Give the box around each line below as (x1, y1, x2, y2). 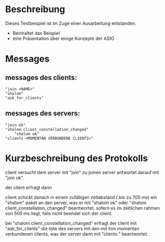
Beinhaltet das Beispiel (12, 30, 60, 36)
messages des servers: (5, 109, 80, 118)
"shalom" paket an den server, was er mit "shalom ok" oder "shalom (5, 200, 147, 206)
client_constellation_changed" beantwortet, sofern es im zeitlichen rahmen (5, 205, 160, 211)
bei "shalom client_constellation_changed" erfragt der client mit (5, 220, 137, 226)
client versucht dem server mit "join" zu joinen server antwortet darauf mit (5, 169, 159, 175)
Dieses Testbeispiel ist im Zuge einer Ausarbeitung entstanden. (5, 20, 136, 26)
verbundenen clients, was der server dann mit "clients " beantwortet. (5, 231, 148, 237)
